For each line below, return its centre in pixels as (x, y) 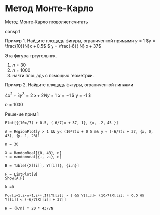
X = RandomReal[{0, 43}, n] (34, 153)
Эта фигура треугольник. (31, 55)
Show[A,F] (15, 178)
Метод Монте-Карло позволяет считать (46, 22)
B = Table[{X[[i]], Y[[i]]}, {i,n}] (42, 166)
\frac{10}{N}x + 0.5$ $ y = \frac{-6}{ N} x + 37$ (53, 46)
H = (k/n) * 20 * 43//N (29, 208)
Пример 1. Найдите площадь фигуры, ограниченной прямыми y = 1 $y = (80, 41)
